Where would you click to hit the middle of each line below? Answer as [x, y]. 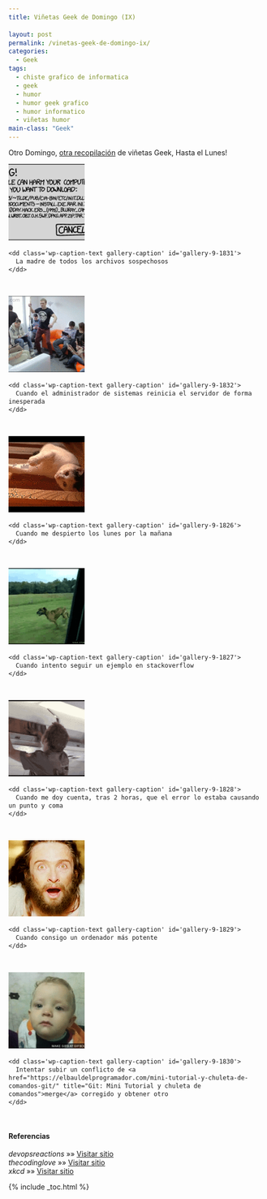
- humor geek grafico [52, 103]
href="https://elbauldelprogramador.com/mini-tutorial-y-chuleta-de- [129, 1078]
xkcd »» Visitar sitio [41, 1171]
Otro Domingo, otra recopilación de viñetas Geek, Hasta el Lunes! [118, 153]
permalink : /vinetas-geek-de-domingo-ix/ [80, 43]
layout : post [30, 34]
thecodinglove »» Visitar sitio [57, 1162]
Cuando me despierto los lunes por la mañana [94, 534]
